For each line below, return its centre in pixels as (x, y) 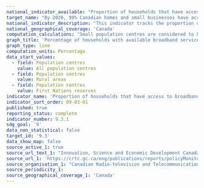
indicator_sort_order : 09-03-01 (47, 102)
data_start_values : (31, 57)
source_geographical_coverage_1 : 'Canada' (61, 176)
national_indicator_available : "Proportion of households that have (95, 12)
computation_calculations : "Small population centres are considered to (100, 35)
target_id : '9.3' (28, 136)
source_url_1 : (24, 158)
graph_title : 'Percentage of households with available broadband (92, 40)
